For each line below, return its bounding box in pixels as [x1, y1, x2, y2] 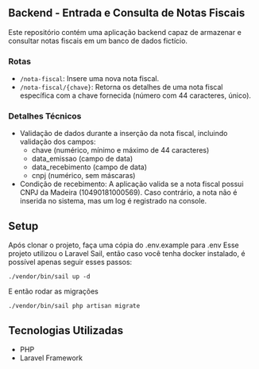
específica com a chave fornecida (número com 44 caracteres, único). [19, 91, 252, 100]
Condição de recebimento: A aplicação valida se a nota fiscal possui [19, 179, 244, 189]
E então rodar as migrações [8, 286, 99, 297]
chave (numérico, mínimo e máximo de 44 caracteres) [31, 146, 210, 155]
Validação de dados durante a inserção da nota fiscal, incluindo [19, 129, 228, 138]
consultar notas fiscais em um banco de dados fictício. [8, 36, 188, 45]
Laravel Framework [19, 353, 83, 363]
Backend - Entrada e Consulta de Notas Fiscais [8, 6, 245, 20]
